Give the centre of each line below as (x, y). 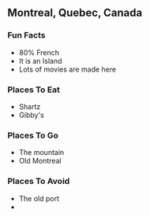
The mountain (41, 153)
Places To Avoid (39, 182)
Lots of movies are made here (67, 69)
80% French (39, 52)
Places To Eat (34, 90)
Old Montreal (40, 161)
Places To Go (33, 135)
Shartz (30, 106)
